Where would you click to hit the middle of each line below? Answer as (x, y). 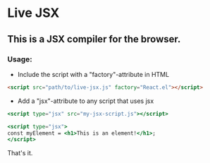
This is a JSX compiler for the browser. (94, 39)
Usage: (20, 59)
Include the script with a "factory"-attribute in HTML (93, 74)
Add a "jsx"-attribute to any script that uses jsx (86, 101)
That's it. (20, 153)
